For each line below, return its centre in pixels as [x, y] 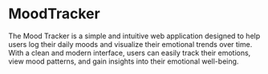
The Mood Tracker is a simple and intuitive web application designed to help [134, 36]
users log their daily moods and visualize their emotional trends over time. [130, 44]
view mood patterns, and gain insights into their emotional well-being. [124, 61]
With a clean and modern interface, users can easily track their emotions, [130, 53]
